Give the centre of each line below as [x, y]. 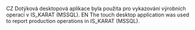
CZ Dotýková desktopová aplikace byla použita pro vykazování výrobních [96, 9]
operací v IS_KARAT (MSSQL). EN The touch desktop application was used [98, 15]
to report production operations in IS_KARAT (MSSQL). [73, 21]
